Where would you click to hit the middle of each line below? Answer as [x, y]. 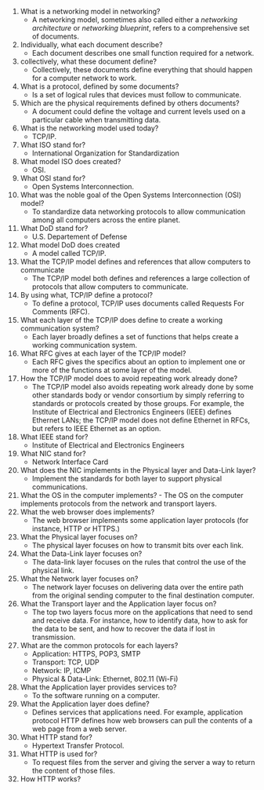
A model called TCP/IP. [69, 253]
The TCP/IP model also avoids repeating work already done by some [143, 387]
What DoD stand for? [54, 228]
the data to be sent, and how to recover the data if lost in [123, 629]
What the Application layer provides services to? [98, 687]
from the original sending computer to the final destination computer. [143, 595]
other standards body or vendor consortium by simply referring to [138, 395]
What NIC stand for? [53, 454]
